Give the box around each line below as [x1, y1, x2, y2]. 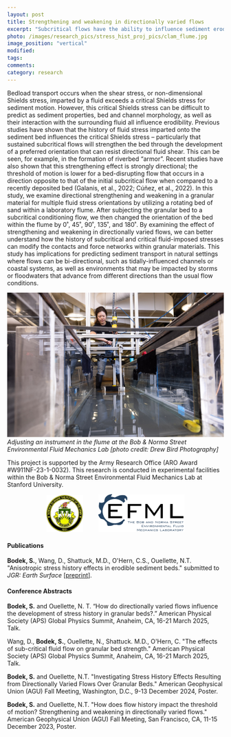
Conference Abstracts [7, 586, 72, 595]
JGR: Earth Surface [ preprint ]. [7, 571, 93, 580]
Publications [7, 541, 44, 549]
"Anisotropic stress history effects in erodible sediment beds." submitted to [7, 564, 220, 572]
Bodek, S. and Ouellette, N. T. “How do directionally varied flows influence [7, 602, 219, 610]
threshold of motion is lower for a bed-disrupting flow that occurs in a [7, 169, 204, 177]
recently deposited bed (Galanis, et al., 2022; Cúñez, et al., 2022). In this [7, 184, 213, 192]
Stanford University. [7, 480, 64, 488]
